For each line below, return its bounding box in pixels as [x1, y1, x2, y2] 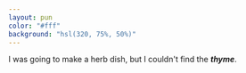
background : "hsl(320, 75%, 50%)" [8, 29, 137, 38]
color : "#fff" [8, 21, 61, 30]
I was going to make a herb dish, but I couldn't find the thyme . [8, 54, 237, 65]
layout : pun [8, 12, 53, 22]
